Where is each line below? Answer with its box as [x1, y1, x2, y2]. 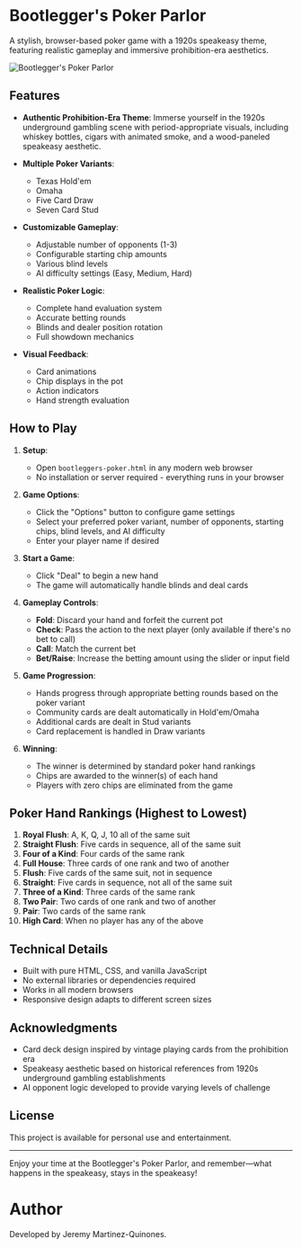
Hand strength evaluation [35, 395, 130, 406]
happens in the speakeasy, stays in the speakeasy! [9, 1167, 198, 1178]
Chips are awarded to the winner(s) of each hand [35, 770, 218, 780]
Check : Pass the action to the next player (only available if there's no [35, 624, 291, 635]
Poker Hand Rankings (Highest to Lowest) [9, 806, 247, 821]
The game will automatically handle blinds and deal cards [35, 579, 249, 590]
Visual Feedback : [22, 348, 89, 360]
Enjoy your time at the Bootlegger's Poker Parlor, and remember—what [9, 1157, 272, 1169]
